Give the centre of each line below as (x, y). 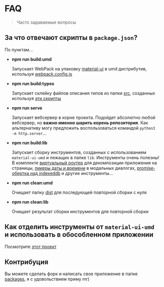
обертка (20, 173)
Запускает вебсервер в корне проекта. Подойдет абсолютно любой (83, 117)
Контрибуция (27, 262)
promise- (146, 168)
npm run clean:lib (30, 202)
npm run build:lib (29, 143)
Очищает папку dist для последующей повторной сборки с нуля (79, 192)
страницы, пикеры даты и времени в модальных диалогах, (74, 168)
